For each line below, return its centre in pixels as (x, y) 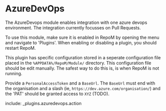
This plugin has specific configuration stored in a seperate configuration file (83, 57)
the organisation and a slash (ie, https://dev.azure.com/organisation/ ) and (83, 88)
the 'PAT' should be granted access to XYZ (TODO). (57, 94)
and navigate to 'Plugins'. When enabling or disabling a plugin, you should (81, 42)
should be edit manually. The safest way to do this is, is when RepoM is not (82, 68)
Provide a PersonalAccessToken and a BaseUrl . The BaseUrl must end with (80, 83)
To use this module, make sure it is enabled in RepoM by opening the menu (82, 37)
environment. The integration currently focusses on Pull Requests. (73, 27)
